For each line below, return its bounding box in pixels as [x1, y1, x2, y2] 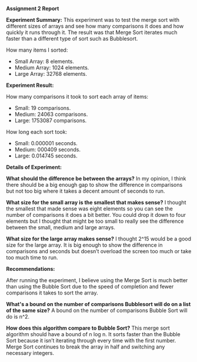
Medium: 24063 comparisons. [14, 111, 88, 118]
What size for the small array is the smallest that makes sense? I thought [6, 199, 186, 206]
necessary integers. [6, 350, 55, 356]
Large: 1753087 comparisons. [14, 117, 87, 124]
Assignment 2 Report [6, 5, 59, 12]
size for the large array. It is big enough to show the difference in [6, 242, 163, 249]
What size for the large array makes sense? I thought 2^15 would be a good [6, 235, 192, 242]
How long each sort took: [6, 129, 68, 135]
